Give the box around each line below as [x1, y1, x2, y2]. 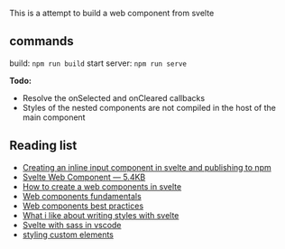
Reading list [9, 138, 78, 153]
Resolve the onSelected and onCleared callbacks [22, 92, 206, 103]
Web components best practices [22, 200, 144, 211]
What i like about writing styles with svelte [22, 209, 179, 220]
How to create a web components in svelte [22, 180, 182, 192]
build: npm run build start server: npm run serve [9, 58, 188, 69]
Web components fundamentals [22, 190, 142, 201]
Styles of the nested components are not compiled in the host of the [22, 102, 277, 113]
